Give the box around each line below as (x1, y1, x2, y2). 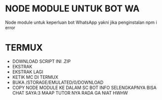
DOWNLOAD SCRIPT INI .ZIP (12, 58, 71, 64)
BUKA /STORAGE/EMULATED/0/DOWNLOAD (12, 79, 104, 85)
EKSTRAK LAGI (12, 69, 43, 75)
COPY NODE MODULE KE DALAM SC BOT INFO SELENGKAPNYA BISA (12, 85, 157, 91)
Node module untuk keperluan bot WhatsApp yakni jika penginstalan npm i (5, 19, 157, 25)
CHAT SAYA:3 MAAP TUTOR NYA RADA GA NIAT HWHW (12, 90, 128, 96)
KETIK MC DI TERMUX (12, 74, 58, 80)
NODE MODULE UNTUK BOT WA (5, 3, 140, 14)
